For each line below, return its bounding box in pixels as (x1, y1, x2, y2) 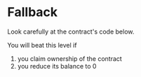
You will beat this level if (7, 41, 77, 49)
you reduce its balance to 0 (17, 62, 97, 70)
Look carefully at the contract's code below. (7, 27, 135, 36)
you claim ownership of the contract (17, 54, 123, 63)
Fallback (7, 4, 58, 20)
